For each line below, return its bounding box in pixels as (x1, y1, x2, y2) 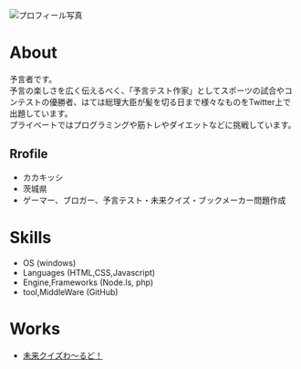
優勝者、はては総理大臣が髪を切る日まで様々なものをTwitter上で (48, 96, 292, 107)
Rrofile (9, 146, 48, 162)
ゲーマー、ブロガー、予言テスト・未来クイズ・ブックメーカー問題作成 (22, 195, 286, 206)
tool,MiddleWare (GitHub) (22, 286, 119, 297)
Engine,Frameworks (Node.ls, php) (22, 277, 154, 288)
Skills (9, 227, 52, 248)
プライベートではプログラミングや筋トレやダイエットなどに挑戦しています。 (9, 119, 296, 130)
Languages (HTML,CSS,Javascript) (22, 267, 156, 278)
